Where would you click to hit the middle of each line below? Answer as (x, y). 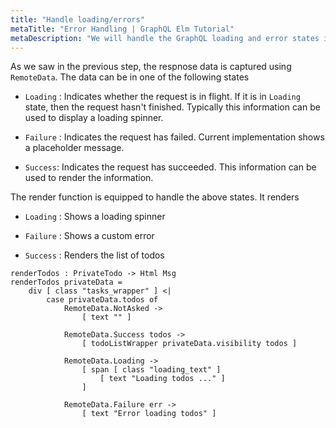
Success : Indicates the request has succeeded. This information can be (170, 167)
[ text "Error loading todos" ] (149, 414)
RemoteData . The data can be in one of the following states (130, 77)
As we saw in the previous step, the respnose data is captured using (151, 67)
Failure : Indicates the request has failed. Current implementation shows (174, 137)
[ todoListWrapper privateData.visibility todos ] (189, 344)
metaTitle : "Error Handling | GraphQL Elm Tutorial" (122, 29)
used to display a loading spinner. (94, 118)
